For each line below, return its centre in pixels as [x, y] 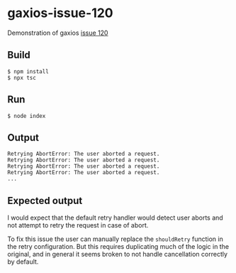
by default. [23, 262]
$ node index [27, 116]
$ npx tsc [22, 77]
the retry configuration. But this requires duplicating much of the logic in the [118, 247]
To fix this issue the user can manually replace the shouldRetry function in [115, 239]
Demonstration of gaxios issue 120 [58, 33]
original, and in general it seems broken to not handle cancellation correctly [118, 255]
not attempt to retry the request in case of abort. [78, 225]
